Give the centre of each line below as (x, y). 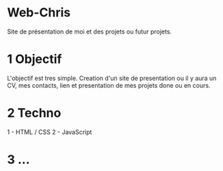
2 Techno (34, 113)
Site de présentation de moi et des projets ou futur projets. (90, 31)
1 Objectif (35, 59)
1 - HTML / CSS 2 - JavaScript (50, 132)
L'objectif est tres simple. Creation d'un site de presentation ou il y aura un (112, 78)
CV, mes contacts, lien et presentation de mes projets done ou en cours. (109, 85)
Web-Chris (39, 13)
